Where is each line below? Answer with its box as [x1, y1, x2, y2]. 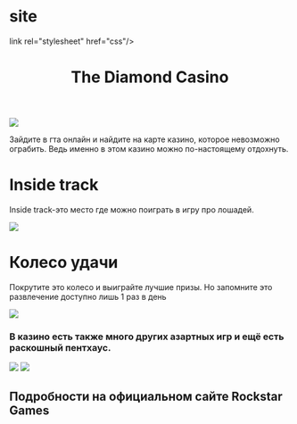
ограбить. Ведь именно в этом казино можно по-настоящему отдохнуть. [9, 144, 289, 154]
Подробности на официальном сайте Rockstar [9, 388, 283, 403]
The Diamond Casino [70, 67, 229, 87]
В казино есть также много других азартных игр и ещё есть [9, 330, 285, 343]
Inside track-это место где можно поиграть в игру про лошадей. [9, 204, 254, 215]
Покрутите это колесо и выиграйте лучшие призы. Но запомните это [9, 282, 273, 292]
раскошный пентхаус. [9, 341, 111, 353]
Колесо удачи [9, 253, 119, 273]
